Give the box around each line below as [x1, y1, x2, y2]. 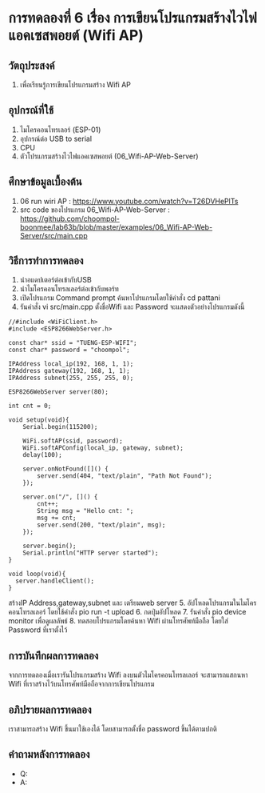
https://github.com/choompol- [19, 214, 120, 223]
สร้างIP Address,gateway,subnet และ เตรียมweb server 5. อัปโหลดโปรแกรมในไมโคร [8, 598, 257, 608]
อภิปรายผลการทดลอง [8, 703, 92, 716]
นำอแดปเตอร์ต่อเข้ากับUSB [19, 275, 92, 285]
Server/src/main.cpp [19, 230, 88, 240]
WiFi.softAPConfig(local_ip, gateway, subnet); [22, 444, 184, 452]
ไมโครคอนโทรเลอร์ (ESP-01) [19, 125, 101, 134]
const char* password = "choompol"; [8, 346, 130, 354]
